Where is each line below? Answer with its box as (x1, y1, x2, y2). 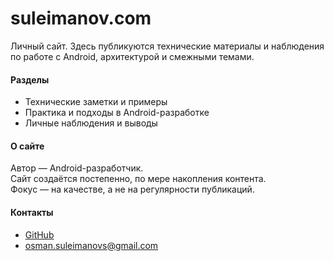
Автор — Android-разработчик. (10, 162, 144, 174)
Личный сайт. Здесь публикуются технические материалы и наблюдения (10, 40, 325, 52)
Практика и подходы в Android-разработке (24, 107, 210, 119)
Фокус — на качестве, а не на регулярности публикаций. (10, 183, 255, 196)
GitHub (24, 228, 55, 241)
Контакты (10, 206, 54, 218)
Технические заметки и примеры (24, 96, 168, 108)
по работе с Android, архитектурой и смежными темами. (10, 50, 255, 62)
